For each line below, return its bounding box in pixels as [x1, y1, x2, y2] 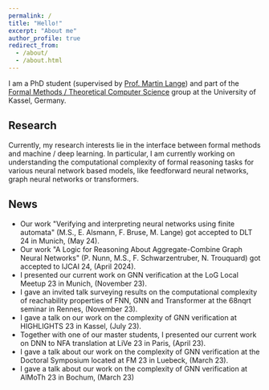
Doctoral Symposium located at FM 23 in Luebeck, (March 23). [19, 355, 229, 365]
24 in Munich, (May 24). [19, 236, 100, 246]
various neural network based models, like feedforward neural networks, [8, 165, 249, 175]
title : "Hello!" [8, 19, 63, 27]
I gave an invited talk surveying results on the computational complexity [19, 286, 258, 297]
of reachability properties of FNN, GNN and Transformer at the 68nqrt [19, 295, 251, 305]
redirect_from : [8, 42, 59, 50]
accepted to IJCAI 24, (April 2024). [19, 262, 137, 271]
